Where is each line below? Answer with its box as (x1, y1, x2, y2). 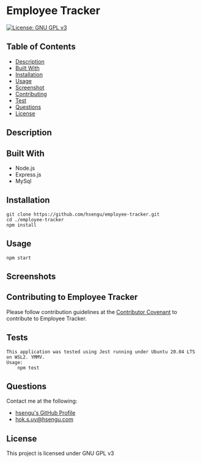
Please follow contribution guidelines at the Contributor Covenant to (6, 308, 177, 315)
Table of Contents (6, 42, 76, 52)
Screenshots (6, 271, 56, 282)
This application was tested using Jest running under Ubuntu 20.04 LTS (6, 349, 196, 355)
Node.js (15, 164, 35, 172)
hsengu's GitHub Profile (15, 409, 76, 417)
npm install (6, 222, 37, 228)
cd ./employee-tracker (6, 216, 64, 223)
